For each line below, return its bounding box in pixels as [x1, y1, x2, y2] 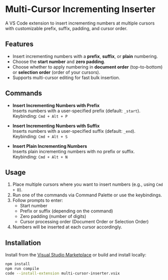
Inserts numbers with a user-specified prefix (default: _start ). [12, 108, 140, 114]
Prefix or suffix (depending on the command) [20, 208, 113, 214]
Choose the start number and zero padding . [12, 59, 105, 65]
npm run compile [5, 266, 39, 271]
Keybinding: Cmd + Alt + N [12, 154, 68, 160]
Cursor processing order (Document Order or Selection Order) [20, 219, 149, 225]
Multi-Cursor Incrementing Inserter [5, 4, 155, 15]
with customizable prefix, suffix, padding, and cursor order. [5, 25, 128, 31]
